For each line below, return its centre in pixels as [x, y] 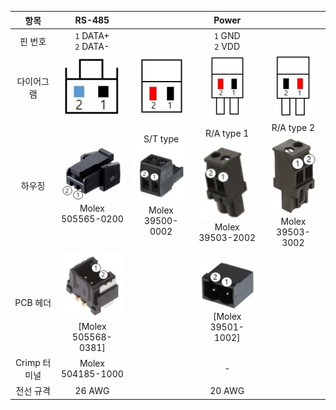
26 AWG [92, 390]
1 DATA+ [92, 35]
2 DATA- [92, 46]
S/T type [161, 139]
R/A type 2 [293, 128]
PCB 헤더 [33, 302]
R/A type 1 [227, 133]
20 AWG [227, 390]
